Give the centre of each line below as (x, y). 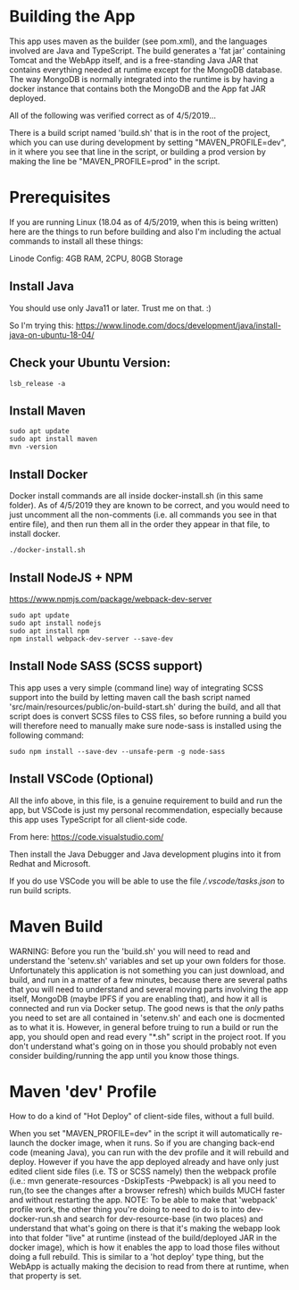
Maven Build (56, 926)
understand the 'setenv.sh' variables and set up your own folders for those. (148, 960)
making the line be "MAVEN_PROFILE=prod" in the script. (115, 161)
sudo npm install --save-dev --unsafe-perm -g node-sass (117, 751)
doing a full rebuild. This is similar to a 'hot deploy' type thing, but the (137, 1257)
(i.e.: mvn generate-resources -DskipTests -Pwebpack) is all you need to (143, 1181)
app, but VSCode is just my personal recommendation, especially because (146, 809)
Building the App (72, 17)
